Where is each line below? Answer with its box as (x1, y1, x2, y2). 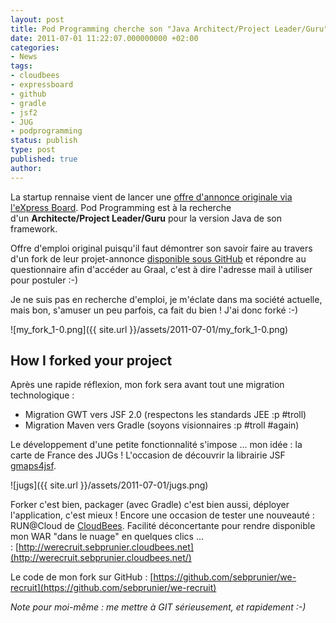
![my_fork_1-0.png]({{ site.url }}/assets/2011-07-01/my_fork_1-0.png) (10, 323, 289, 335)
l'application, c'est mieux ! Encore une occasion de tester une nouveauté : (10, 509, 315, 521)
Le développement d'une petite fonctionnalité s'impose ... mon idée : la (10, 439, 303, 451)
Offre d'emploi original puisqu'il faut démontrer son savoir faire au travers (10, 242, 313, 254)
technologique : (10, 389, 75, 401)
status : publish (10, 136, 78, 146)
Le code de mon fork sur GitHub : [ (10, 571, 154, 583)
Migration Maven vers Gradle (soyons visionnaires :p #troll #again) (24, 419, 300, 431)
